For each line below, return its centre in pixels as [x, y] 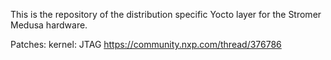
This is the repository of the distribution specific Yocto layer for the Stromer [166, 14]
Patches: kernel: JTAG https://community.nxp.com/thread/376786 [146, 44]
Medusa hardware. [49, 25]
